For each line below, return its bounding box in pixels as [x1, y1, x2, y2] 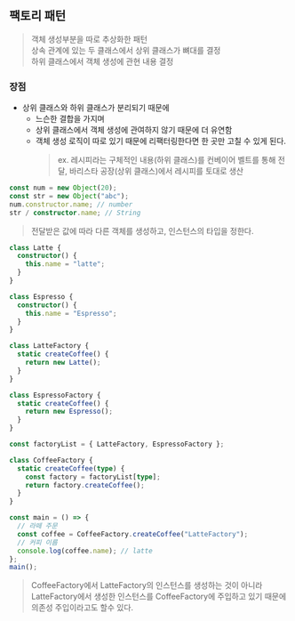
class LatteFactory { [9, 342, 90, 351]
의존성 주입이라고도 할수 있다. [30, 602, 134, 613]
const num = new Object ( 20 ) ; [9, 183, 117, 193]
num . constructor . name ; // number [9, 199, 133, 209]
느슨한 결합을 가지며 [35, 114, 105, 125]
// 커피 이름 [17, 537, 58, 547]
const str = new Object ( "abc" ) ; [9, 191, 129, 200]
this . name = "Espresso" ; [25, 309, 117, 318]
